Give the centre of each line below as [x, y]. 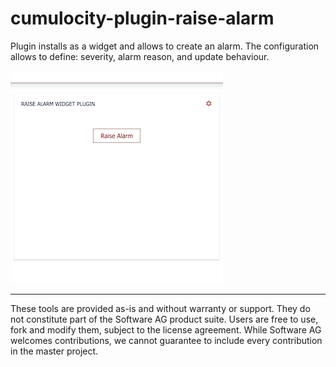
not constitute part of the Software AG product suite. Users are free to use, [164, 319]
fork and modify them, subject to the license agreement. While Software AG [166, 329]
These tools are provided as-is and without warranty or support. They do [160, 308]
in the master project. [54, 351]
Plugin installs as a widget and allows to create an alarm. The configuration [165, 46]
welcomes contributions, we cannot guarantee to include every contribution [166, 340]
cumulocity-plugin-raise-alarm [142, 18]
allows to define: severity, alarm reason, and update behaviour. [140, 56]
